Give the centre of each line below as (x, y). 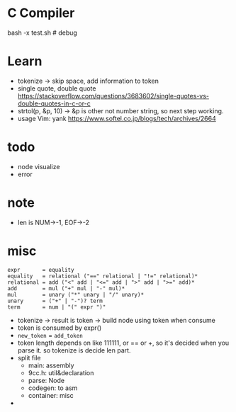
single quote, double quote (57, 88)
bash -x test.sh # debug (43, 33)
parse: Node (46, 380)
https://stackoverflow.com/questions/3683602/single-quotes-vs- (113, 96)
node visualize (39, 166)
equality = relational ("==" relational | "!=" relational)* (103, 276)
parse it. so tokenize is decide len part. (74, 350)
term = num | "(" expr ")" (57, 307)
